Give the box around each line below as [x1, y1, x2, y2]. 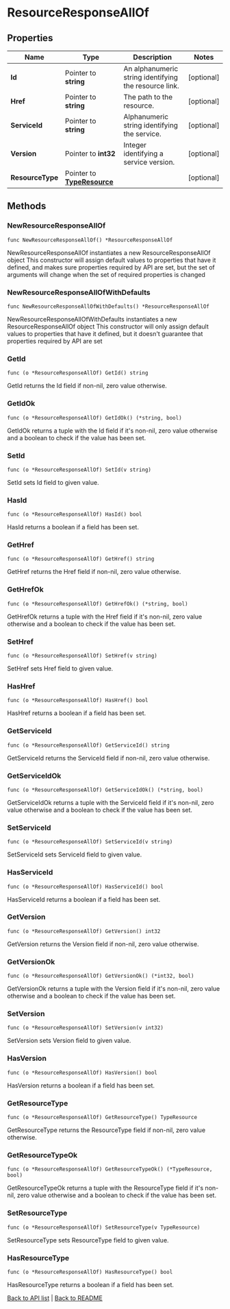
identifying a [123, 149, 164, 158]
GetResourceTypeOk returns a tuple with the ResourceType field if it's [7, 1184, 204, 1192]
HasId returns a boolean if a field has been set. [7, 523, 139, 531]
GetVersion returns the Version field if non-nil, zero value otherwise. [7, 939, 199, 948]
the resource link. [123, 81, 179, 91]
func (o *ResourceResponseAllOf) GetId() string [7, 370, 149, 376]
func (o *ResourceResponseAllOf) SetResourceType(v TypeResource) [7, 1224, 201, 1231]
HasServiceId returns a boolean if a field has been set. [7, 895, 161, 903]
